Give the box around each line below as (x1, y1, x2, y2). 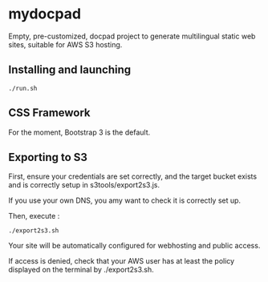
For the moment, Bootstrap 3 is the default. (8, 127, 151, 137)
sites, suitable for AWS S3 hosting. (8, 39, 123, 49)
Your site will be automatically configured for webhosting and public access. (8, 241, 261, 251)
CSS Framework (8, 106, 91, 120)
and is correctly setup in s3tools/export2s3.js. (8, 180, 160, 190)
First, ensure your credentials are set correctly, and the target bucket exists (8, 171, 258, 181)
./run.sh (8, 84, 38, 92)
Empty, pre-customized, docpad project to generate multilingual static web (8, 31, 256, 41)
